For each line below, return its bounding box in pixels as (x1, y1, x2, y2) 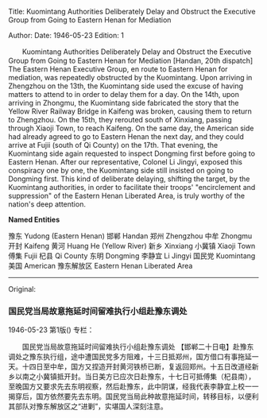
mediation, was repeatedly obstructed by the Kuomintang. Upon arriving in (8, 73, 253, 82)
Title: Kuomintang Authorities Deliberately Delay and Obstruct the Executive (8, 7, 256, 16)
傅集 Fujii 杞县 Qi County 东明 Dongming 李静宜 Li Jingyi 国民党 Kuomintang (8, 251, 256, 261)
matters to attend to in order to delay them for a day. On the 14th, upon (8, 90, 240, 99)
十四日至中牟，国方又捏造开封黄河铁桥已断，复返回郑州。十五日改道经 (21, 362, 252, 372)
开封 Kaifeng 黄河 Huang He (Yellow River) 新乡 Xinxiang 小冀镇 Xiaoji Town (8, 242, 256, 250)
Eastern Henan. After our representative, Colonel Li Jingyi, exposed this (8, 157, 243, 166)
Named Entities (8, 215, 60, 224)
